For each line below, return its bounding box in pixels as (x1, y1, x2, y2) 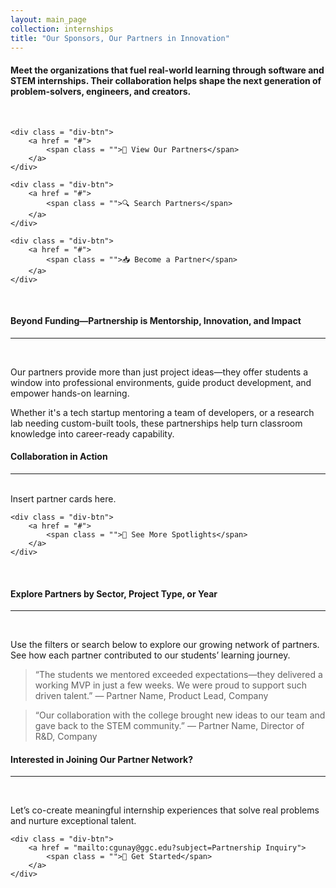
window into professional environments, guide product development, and (10, 376, 312, 388)
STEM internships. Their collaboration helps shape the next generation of (10, 74, 322, 86)
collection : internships (10, 24, 114, 34)
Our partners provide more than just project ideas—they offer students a (10, 366, 309, 378)
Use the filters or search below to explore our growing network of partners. (10, 639, 320, 651)
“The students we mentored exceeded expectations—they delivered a (34, 669, 323, 681)
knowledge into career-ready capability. (10, 427, 175, 440)
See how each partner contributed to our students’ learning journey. (10, 649, 291, 661)
